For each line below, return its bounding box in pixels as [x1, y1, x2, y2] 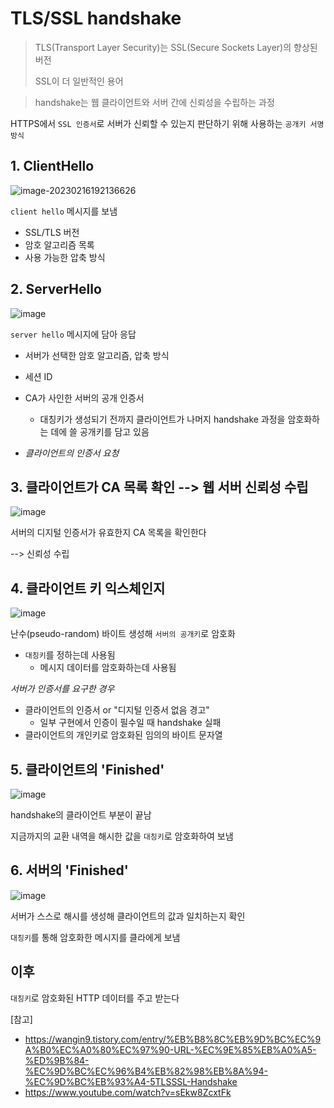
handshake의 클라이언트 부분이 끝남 [10, 809, 152, 821]
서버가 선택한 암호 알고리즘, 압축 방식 [24, 349, 170, 361]
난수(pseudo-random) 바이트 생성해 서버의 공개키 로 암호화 [10, 628, 236, 640]
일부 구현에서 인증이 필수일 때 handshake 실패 [39, 717, 222, 729]
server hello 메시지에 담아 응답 [10, 328, 137, 340]
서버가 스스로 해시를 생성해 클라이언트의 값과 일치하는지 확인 [10, 910, 246, 922]
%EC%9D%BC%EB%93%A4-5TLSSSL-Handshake [24, 1075, 238, 1087]
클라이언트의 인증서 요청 [24, 447, 120, 459]
